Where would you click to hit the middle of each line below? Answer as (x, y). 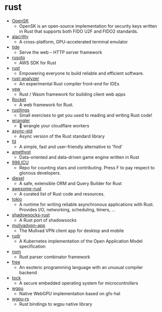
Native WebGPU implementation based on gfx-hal (70, 293)
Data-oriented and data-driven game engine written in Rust (79, 157)
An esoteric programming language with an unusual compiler (81, 267)
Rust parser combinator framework (55, 257)
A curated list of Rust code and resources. (62, 194)
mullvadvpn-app (28, 225)
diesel (18, 178)
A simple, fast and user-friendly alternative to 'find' (71, 147)
